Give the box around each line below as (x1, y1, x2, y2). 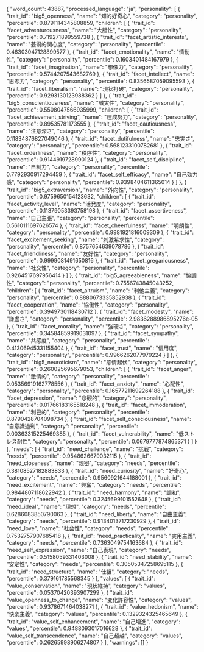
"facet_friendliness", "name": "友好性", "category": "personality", (6, 250, 169, 257)
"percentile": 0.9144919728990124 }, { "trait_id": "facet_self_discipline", (6, 156, 186, 163)
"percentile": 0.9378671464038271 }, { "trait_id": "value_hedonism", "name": (6, 603, 199, 610)
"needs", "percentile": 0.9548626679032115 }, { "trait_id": (6, 452, 152, 459)
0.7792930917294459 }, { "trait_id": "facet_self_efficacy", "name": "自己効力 (6, 171, 198, 178)
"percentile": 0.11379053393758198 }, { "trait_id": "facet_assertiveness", (6, 207, 188, 214)
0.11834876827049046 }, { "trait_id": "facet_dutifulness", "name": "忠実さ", (6, 135, 195, 142)
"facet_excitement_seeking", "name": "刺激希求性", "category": (6, 236, 164, 243)
